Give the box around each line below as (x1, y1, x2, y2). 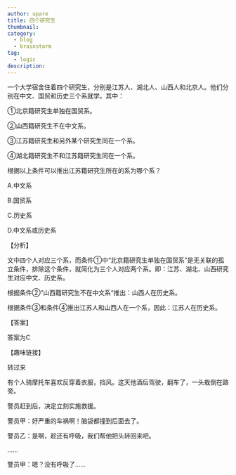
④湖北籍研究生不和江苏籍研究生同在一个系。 (7, 151, 139, 160)
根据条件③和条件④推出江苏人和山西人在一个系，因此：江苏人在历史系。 (7, 303, 221, 311)
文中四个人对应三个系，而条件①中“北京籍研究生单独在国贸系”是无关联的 (7, 256, 218, 264)
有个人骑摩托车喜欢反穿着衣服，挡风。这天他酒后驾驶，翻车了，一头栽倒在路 (7, 377, 229, 386)
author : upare (7, 10, 49, 18)
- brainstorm (13, 43, 52, 50)
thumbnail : (7, 23, 39, 30)
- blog (13, 37, 33, 44)
